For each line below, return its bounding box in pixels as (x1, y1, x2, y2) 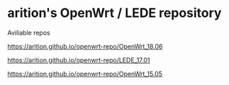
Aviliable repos (7, 28, 51, 37)
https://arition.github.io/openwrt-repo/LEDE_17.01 (7, 55, 150, 64)
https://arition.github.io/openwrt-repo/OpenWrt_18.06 (7, 42, 163, 50)
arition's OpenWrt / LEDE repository (7, 5, 222, 21)
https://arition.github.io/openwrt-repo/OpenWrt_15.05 (7, 69, 163, 78)
